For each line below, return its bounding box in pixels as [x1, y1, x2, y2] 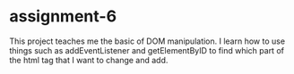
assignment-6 [9, 6, 117, 27]
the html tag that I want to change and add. [9, 54, 169, 65]
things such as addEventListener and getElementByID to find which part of [9, 45, 285, 55]
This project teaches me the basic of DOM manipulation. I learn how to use [9, 36, 285, 46]
